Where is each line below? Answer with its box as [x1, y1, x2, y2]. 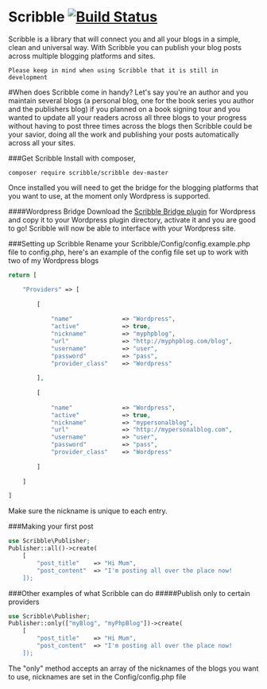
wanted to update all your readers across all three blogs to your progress [8, 112, 247, 122]
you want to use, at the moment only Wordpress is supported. [8, 191, 211, 200]
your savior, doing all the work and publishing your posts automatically [8, 130, 240, 139]
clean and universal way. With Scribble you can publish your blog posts [8, 42, 242, 52]
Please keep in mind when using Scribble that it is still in [8, 66, 219, 75]
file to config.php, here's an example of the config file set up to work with [8, 247, 249, 257]
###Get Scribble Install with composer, [8, 153, 137, 163]
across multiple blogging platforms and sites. [8, 51, 156, 60]
